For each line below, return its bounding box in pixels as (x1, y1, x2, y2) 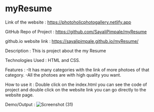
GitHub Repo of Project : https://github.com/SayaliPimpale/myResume (5, 28, 147, 34)
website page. (5, 92, 34, 98)
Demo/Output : (5, 101, 35, 107)
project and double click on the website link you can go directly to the (5, 86, 147, 92)
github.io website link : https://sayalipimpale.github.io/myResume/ (5, 38, 139, 44)
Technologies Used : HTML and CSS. (5, 57, 80, 63)
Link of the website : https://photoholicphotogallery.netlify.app (5, 19, 131, 25)
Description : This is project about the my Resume (5, 48, 106, 54)
